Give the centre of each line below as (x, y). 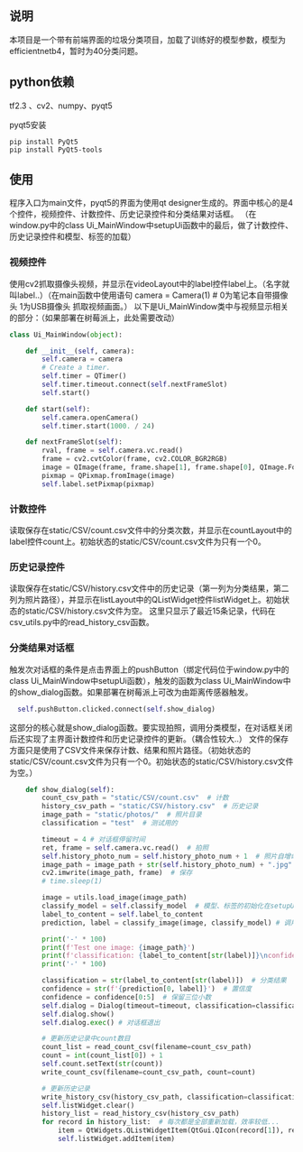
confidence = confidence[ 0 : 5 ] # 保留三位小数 (127, 997)
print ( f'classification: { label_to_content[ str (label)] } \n (155, 956)
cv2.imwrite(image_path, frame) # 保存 (117, 873)
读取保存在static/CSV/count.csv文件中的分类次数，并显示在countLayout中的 (151, 530)
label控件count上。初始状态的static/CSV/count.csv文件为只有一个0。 (138, 542)
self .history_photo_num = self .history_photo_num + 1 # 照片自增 (166, 856)
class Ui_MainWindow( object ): (66, 335)
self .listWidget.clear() (88, 1105)
